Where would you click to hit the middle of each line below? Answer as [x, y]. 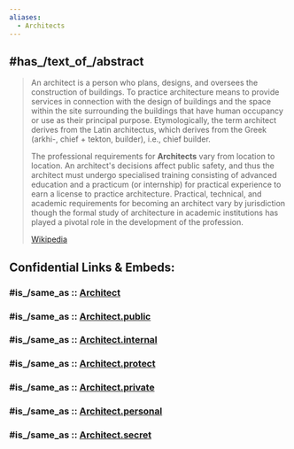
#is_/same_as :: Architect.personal [86, 411]
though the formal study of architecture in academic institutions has [155, 213]
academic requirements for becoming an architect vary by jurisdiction [158, 204]
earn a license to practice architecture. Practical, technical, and [146, 194]
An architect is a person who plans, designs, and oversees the [144, 83]
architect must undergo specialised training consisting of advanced [154, 175]
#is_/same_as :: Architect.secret [81, 435]
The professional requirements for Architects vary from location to [153, 157]
